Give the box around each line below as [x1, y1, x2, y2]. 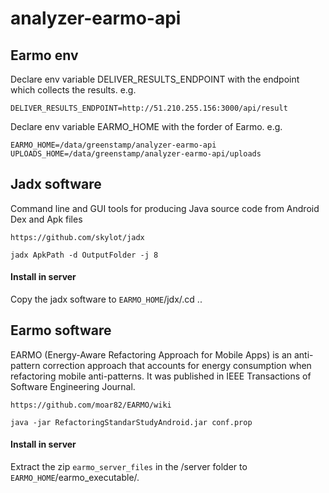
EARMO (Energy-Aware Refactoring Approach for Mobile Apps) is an [10, 348, 293, 361]
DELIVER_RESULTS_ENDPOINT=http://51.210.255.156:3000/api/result [10, 103, 288, 113]
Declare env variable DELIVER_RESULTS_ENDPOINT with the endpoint [10, 73, 300, 85]
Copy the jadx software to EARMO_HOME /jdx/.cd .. [10, 293, 203, 306]
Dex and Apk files [10, 213, 83, 225]
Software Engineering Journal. [10, 380, 136, 392]
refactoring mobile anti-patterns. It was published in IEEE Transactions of [10, 370, 312, 382]
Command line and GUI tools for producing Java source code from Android [10, 202, 320, 214]
